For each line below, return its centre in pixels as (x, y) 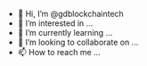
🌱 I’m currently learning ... (65, 33)
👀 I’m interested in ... (55, 23)
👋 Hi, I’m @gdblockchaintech (71, 14)
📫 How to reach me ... (59, 52)
